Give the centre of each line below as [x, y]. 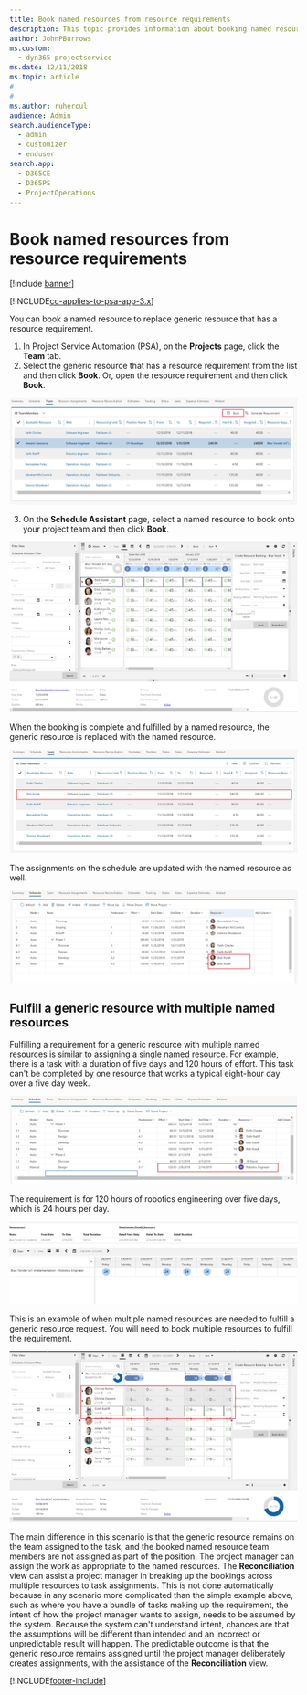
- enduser [36, 154]
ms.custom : [30, 48]
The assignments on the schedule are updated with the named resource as [151, 869]
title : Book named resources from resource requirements [120, 19]
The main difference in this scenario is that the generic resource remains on [152, 1537]
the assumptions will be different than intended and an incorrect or [135, 1634]
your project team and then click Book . [96, 529]
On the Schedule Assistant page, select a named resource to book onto [159, 520]
